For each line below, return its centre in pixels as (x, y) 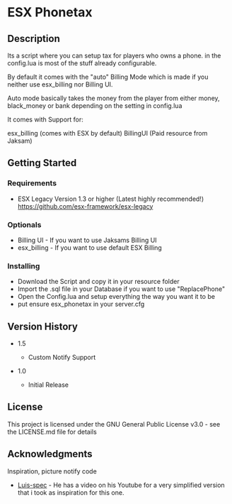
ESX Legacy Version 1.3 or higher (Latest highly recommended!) (110, 199)
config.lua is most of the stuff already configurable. (82, 63)
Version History (42, 326)
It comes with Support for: (45, 119)
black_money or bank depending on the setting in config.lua (95, 106)
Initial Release (48, 385)
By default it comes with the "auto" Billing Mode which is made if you (108, 77)
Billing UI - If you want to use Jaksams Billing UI (87, 240)
